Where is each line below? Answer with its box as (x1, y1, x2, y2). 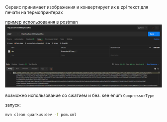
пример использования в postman (5, 19, 78, 25)
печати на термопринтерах (5, 9, 63, 15)
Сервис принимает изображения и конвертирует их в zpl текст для (5, 4, 149, 10)
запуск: (5, 102, 21, 108)
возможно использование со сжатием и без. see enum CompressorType (5, 92, 155, 98)
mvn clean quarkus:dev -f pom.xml (5, 112, 77, 117)
